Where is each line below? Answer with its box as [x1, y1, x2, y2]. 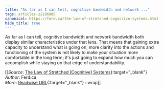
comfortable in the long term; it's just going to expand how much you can [5, 54, 153, 61]
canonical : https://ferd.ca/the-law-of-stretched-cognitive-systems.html [5, 16, 159, 21]
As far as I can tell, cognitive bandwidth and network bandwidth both [5, 34, 144, 40]
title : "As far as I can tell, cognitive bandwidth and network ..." [5, 7, 150, 12]
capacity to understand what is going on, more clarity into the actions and [5, 44, 154, 50]
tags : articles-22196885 [5, 12, 56, 17]
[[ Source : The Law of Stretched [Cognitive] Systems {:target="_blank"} [5, 69, 148, 75]
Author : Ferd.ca [5, 74, 37, 80]
